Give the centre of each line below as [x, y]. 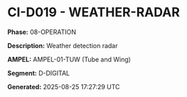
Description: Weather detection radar [63, 45]
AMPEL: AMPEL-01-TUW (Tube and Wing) [69, 59]
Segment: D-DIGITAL [38, 73]
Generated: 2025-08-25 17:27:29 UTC [64, 86]
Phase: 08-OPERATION [42, 32]
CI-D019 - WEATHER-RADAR [93, 12]
